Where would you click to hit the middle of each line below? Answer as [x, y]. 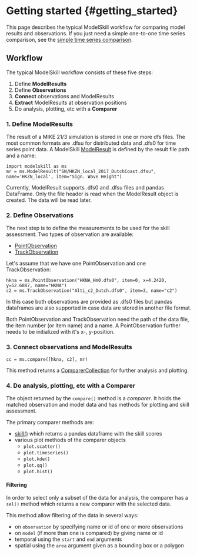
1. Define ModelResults [40, 124]
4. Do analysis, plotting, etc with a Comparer [71, 385]
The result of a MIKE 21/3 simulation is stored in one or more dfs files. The [96, 137]
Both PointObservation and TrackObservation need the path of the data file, [98, 320]
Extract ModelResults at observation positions [71, 102]
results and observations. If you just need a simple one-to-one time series [96, 33]
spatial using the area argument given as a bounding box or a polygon [99, 546]
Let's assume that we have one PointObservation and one [76, 264]
